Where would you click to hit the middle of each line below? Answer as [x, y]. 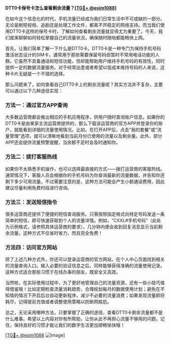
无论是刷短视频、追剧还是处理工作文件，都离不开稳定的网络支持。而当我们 [83, 25]
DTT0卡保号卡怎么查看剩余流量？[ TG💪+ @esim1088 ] [61, 8]
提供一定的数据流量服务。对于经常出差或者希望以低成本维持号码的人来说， [83, 67]
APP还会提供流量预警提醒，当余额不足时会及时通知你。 [63, 142]
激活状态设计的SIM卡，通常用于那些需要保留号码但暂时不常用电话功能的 [80, 55]
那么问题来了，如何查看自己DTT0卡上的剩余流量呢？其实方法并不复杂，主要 [84, 84]
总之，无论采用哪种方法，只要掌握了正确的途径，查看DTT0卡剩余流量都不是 [84, 313]
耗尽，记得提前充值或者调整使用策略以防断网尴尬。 [58, 302]
